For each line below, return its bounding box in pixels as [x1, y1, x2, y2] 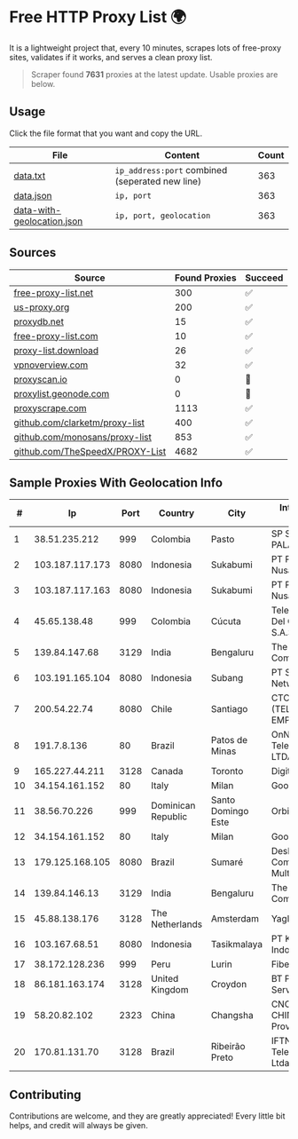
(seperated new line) [114, 175, 202, 187]
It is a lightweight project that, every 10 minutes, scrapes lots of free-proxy [9, 42, 282, 53]
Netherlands [150, 918, 202, 930]
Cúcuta [210, 615, 241, 628]
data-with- [13, 203, 62, 216]
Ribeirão [210, 1040, 246, 1053]
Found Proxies [174, 272, 237, 284]
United [150, 973, 179, 985]
